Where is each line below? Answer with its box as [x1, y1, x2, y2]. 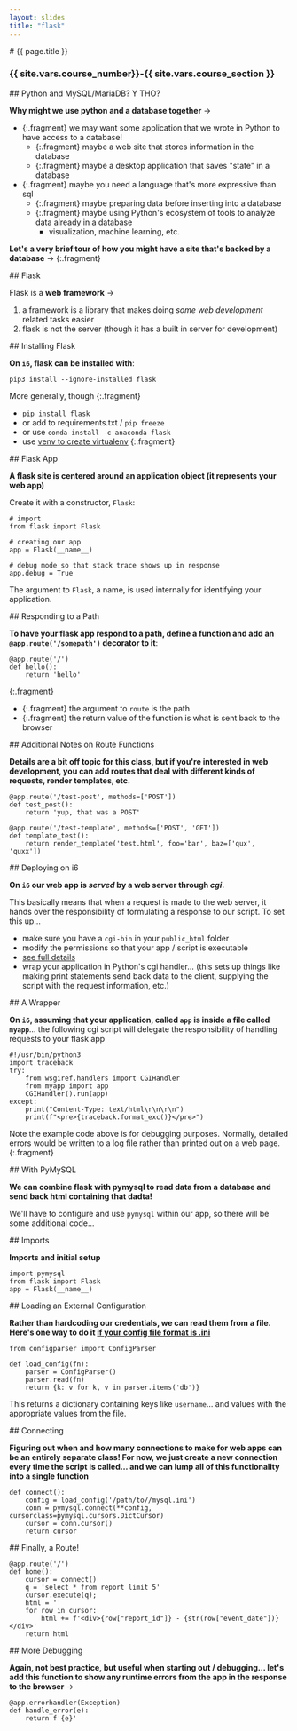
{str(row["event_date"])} [183, 1614, 279, 1623]
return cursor [25, 1527, 77, 1536]
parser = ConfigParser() [25, 1367, 117, 1377]
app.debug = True [9, 568, 74, 577]
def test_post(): [9, 800, 74, 809]
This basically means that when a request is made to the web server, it [9, 896, 267, 907]
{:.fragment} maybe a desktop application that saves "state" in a [35, 160, 270, 171]
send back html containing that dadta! [9, 1191, 153, 1202]
